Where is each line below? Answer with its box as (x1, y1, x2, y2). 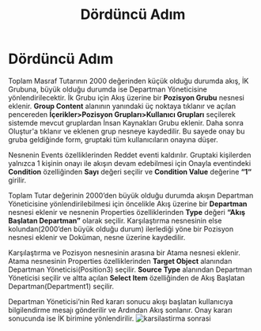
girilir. (8, 175, 26, 185)
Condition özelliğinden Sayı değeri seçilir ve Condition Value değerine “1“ (8, 167, 252, 176)
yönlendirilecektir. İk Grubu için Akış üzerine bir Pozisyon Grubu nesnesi (8, 92, 245, 102)
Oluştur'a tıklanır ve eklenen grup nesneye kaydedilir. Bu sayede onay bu (8, 126, 245, 136)
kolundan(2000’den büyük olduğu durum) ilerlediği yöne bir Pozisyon (8, 224, 234, 234)
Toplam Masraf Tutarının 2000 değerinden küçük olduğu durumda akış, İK (8, 76, 249, 85)
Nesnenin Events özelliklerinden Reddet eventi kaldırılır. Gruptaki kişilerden (8, 150, 252, 160)
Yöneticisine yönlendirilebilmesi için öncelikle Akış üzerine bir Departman (8, 199, 248, 209)
